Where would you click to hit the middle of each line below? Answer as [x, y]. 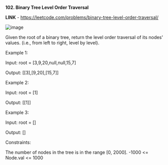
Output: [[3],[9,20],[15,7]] [32, 72]
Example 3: [17, 112]
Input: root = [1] [22, 93]
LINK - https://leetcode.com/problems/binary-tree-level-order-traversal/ [82, 17]
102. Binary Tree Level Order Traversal [47, 7]
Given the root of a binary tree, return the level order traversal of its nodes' [84, 37]
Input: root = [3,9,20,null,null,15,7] [41, 63]
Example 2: [17, 82]
